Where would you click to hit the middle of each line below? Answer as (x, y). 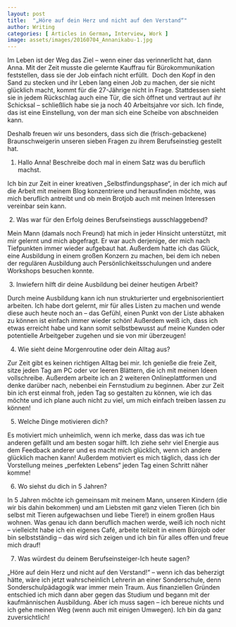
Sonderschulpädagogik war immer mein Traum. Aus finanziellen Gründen (114, 588)
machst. (29, 170)
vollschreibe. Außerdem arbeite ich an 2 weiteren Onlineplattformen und (112, 378)
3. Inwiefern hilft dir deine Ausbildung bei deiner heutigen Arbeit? (104, 285)
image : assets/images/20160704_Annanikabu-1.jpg (80, 40)
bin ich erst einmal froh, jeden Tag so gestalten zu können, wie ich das (110, 393)
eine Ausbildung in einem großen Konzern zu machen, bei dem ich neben (114, 256)
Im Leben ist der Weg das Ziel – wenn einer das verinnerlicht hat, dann (110, 60)
